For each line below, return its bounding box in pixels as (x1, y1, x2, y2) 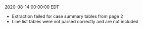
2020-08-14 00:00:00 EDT (4, 4, 59, 10)
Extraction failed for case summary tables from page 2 (11, 14, 123, 19)
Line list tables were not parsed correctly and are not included (11, 19, 139, 24)
